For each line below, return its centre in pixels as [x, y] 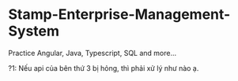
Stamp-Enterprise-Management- [119, 15]
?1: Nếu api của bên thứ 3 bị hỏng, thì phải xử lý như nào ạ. [104, 68]
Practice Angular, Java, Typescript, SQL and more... [93, 53]
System [34, 31]
